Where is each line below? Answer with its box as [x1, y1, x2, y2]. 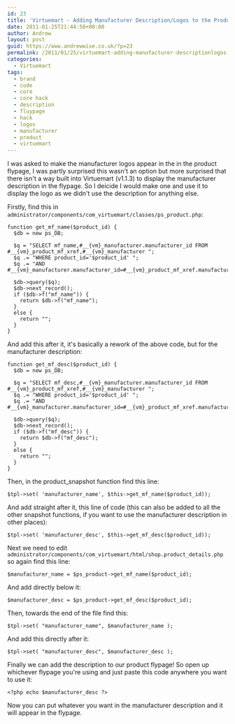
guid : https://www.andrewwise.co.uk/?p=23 [7, 43, 133, 50]
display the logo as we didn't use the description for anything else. [7, 190, 199, 198]
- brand [13, 75, 36, 83]
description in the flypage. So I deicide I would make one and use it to [7, 182, 208, 190]
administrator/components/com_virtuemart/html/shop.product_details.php [7, 551, 224, 558]
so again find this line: [7, 558, 71, 566]
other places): [7, 518, 48, 527]
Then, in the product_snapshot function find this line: [7, 477, 159, 486]
